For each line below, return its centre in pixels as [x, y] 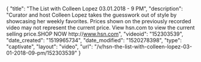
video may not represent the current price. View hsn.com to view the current [100, 27]
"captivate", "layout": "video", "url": [50, 46]
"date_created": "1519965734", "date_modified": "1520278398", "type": [94, 40]
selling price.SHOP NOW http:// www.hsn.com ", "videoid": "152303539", [95, 34]
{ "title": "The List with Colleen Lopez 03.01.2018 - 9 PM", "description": [95, 9]
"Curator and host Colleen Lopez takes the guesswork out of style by [92, 15]
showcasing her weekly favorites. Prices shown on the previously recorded [99, 21]
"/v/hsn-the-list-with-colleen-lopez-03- [143, 46]
